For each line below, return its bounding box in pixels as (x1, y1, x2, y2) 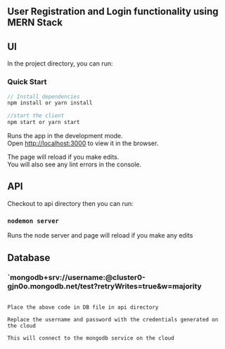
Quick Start (7, 77, 47, 87)
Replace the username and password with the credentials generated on (7, 316, 219, 323)
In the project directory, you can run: (7, 59, 113, 68)
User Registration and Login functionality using (7, 6, 219, 18)
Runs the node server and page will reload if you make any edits (7, 231, 193, 240)
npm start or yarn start (7, 119, 80, 126)
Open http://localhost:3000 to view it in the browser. (7, 139, 159, 147)
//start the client (7, 112, 65, 119)
